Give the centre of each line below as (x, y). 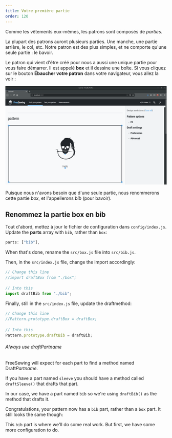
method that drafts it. (27, 399)
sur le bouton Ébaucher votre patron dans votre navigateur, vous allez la (82, 73)
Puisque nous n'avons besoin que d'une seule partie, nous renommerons (82, 193)
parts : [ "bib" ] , (23, 242)
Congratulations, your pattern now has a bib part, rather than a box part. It (83, 409)
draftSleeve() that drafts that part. (42, 384)
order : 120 (17, 16)
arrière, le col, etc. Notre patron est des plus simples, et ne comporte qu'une (86, 47)
